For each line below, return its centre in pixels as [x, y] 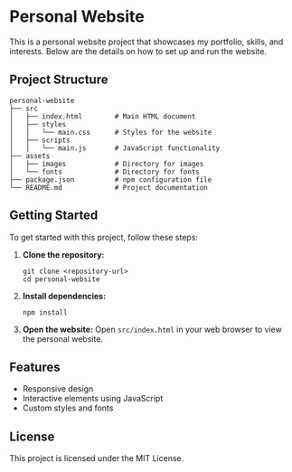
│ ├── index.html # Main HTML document [103, 116]
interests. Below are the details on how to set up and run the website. [138, 51]
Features [35, 367]
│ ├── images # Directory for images [107, 164]
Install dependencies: [64, 296]
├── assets [30, 156]
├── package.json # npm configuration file [111, 179]
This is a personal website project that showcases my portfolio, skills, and [146, 42]
